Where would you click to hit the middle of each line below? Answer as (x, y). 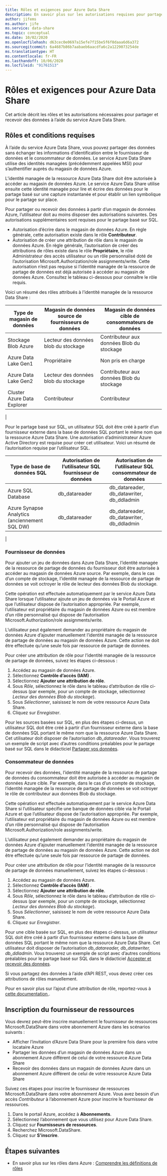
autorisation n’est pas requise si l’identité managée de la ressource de (84, 266)
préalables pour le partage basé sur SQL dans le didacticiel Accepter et (78, 959)
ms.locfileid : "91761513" (32, 65)
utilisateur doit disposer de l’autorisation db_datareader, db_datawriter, (78, 948)
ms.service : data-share (30, 28)
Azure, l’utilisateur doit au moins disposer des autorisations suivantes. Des (81, 214)
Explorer (17, 404)
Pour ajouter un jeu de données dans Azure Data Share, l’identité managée (82, 563)
